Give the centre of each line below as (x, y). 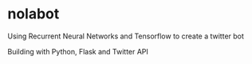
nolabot (33, 14)
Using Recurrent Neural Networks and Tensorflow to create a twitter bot (126, 36)
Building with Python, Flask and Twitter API (78, 51)
